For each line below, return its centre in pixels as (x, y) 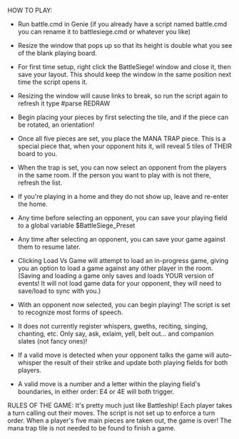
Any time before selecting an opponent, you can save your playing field (122, 218)
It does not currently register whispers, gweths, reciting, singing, (113, 326)
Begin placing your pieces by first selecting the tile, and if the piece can (123, 117)
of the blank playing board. (57, 53)
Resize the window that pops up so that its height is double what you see (125, 45)
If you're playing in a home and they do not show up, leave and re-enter (123, 196)
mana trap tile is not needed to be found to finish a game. (92, 428)
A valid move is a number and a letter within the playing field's (109, 384)
